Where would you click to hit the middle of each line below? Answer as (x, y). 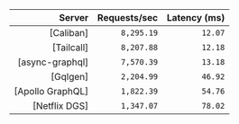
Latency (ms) (196, 18)
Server (74, 18)
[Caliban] (69, 33)
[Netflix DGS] (60, 106)
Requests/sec (128, 18)
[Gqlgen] (70, 77)
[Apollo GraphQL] (51, 91)
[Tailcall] (70, 47)
